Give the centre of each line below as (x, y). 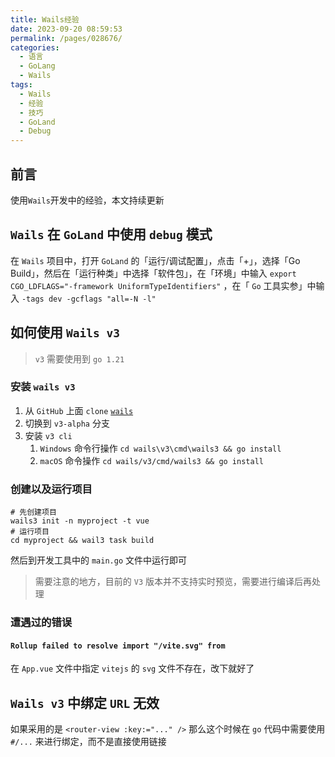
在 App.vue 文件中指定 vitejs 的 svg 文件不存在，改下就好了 (132, 668)
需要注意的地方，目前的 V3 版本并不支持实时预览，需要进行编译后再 (173, 582)
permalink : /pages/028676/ (66, 38)
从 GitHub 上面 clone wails (79, 410)
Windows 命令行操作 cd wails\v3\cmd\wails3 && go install (160, 448)
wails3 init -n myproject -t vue (80, 521)
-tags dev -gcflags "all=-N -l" (89, 299)
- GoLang (37, 66)
